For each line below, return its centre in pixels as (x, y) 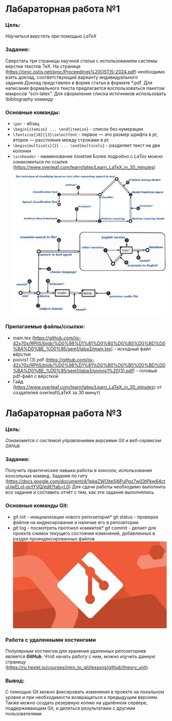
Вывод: (15, 680)
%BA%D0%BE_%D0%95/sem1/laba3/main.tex (62, 349)
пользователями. (24, 714)
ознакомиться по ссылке (40, 162)
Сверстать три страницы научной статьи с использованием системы (81, 61)
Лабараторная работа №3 (63, 413)
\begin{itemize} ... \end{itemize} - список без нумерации (78, 129)
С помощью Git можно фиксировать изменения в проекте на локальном (85, 692)
